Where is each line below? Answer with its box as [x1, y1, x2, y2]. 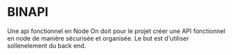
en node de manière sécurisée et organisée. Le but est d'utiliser [7, 34, 189, 42]
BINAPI [7, 4, 48, 20]
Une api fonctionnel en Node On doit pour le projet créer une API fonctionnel [7, 27, 226, 35]
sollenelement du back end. [7, 41, 87, 49]
